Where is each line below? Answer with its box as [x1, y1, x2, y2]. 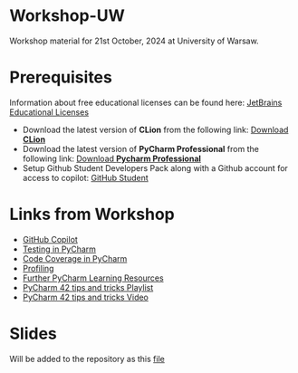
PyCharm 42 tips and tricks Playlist [22, 282, 154, 292]
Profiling [22, 263, 54, 273]
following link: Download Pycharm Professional [22, 153, 202, 164]
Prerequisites [9, 67, 113, 88]
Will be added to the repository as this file [9, 353, 165, 364]
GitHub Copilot [22, 234, 79, 244]
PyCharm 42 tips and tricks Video [22, 292, 149, 302]
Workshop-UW [9, 5, 125, 26]
